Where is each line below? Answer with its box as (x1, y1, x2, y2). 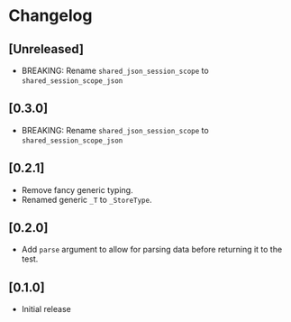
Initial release (21, 304, 71, 315)
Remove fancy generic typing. (21, 184, 133, 195)
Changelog (8, 5, 93, 26)
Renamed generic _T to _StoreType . (21, 194, 152, 205)
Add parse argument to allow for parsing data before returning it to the (21, 244, 283, 255)
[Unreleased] (8, 41, 85, 57)
